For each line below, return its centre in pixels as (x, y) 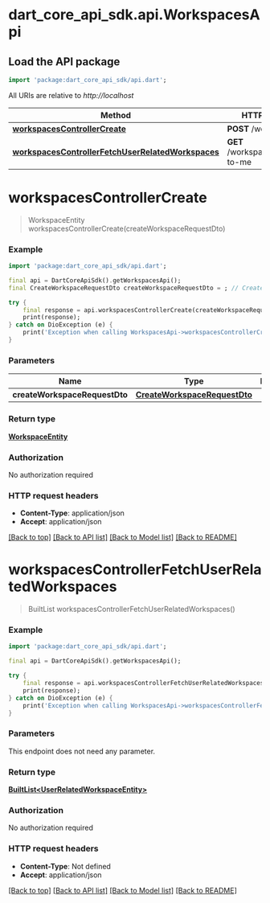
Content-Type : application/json (72, 513)
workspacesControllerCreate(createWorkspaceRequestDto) (127, 228)
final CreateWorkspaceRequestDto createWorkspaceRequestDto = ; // (124, 288)
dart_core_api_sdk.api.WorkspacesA (134, 15)
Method (115, 115)
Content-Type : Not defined (65, 866)
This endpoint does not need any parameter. (82, 751)
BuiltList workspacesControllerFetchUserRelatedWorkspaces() (131, 610)
